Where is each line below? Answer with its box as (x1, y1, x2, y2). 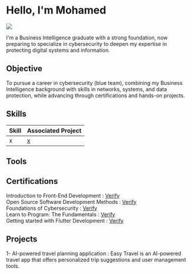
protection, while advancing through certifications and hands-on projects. (6, 92, 186, 99)
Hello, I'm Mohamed (6, 4, 107, 17)
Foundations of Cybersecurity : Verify (6, 204, 97, 212)
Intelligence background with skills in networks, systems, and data (6, 85, 167, 93)
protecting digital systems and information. (6, 47, 110, 54)
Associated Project (27, 126, 82, 134)
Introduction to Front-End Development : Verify (6, 192, 120, 199)
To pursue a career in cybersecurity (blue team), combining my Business (6, 79, 183, 86)
